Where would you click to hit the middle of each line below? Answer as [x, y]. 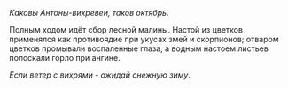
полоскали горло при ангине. [65, 58]
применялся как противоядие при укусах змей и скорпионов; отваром [144, 39]
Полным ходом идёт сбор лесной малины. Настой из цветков [126, 30]
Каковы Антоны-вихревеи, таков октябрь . [89, 13]
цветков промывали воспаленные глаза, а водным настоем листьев [139, 48]
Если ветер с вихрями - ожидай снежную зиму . [100, 75]
